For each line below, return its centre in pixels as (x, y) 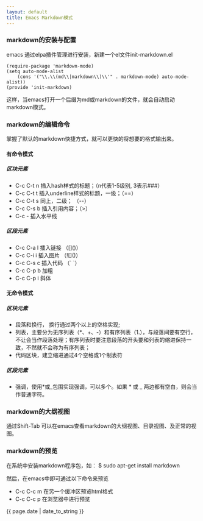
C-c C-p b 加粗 (34, 270)
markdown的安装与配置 (41, 40)
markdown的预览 (32, 451)
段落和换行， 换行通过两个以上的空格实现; (67, 325)
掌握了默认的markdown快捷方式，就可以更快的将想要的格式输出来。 (92, 139)
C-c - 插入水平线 (36, 216)
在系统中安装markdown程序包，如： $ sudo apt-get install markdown (93, 465)
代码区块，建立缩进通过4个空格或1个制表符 (69, 355)
